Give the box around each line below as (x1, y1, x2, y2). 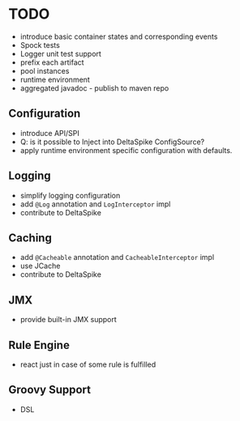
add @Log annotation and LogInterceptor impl (19, 199, 171, 209)
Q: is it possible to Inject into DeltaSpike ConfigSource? (19, 137, 205, 147)
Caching (8, 231, 53, 245)
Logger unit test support (19, 49, 101, 58)
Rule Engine (8, 338, 71, 352)
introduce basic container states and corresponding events (19, 32, 218, 41)
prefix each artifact (19, 57, 84, 67)
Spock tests (19, 40, 61, 49)
